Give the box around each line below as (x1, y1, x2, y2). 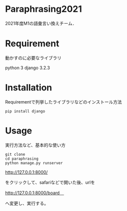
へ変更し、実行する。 (5, 200, 48, 206)
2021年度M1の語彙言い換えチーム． (5, 20, 77, 26)
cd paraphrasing (5, 156, 39, 161)
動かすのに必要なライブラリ (5, 55, 62, 61)
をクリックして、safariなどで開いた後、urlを (5, 179, 95, 185)
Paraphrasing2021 (5, 3, 83, 15)
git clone (5, 152, 26, 157)
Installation (5, 82, 52, 93)
